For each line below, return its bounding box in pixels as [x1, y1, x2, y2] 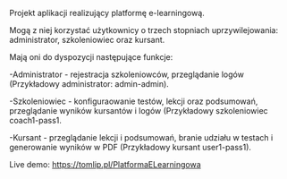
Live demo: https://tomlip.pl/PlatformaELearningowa [9, 159, 201, 169]
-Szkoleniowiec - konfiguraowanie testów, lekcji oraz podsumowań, [9, 96, 258, 107]
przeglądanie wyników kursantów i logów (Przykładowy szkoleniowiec [9, 106, 268, 115]
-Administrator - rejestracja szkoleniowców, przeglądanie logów [9, 69, 244, 80]
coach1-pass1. [9, 115, 63, 125]
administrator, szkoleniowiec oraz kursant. [9, 35, 165, 45]
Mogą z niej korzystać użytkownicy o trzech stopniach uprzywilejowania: [9, 25, 279, 35]
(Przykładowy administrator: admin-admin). [9, 79, 170, 89]
